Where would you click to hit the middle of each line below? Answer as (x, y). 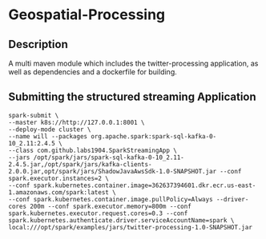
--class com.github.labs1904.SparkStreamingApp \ (93, 150)
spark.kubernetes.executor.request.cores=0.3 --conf (98, 213)
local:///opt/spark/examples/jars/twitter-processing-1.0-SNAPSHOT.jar (130, 227)
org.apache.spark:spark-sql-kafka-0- (154, 136)
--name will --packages (48, 136)
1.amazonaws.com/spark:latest (59, 192)
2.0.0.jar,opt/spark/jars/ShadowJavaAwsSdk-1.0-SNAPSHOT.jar (113, 171)
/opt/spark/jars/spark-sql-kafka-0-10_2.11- (109, 157)
